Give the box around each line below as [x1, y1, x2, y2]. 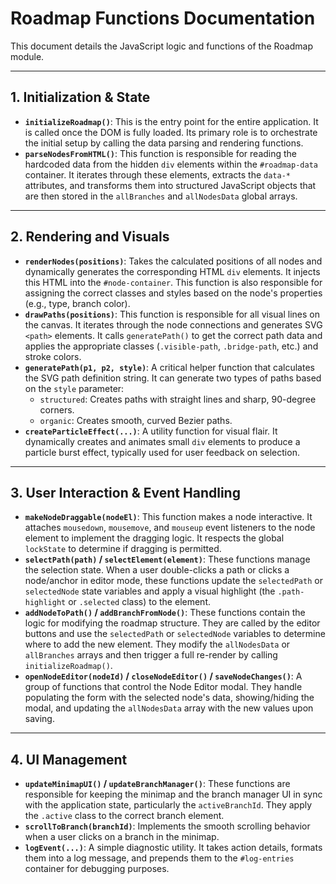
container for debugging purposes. [24, 863, 170, 875]
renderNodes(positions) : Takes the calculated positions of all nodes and [24, 255, 323, 267]
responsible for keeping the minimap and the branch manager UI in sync [24, 788, 323, 801]
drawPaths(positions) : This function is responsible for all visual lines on [24, 308, 320, 320]
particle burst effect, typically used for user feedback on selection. [24, 446, 300, 458]
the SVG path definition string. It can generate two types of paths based [24, 372, 322, 384]
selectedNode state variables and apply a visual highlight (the [24, 585, 276, 597]
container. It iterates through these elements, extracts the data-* [24, 168, 291, 181]
